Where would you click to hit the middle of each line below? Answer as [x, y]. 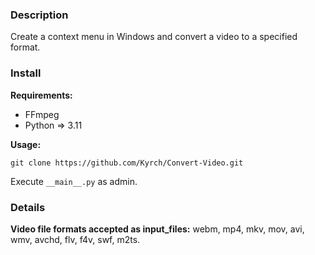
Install [26, 73]
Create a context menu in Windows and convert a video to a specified [154, 37]
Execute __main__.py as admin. [74, 181]
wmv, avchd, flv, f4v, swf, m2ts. [75, 239]
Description [39, 15]
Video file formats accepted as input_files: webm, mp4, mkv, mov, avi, [157, 229]
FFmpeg [42, 114]
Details [28, 207]
